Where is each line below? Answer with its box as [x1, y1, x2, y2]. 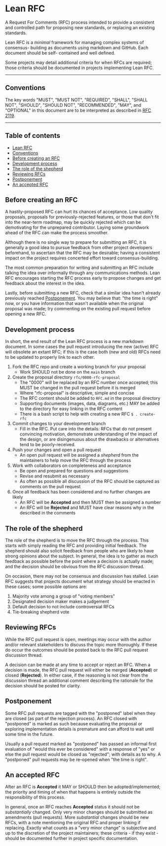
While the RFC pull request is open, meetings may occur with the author [5, 636, 152, 642]
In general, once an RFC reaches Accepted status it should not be [5, 804, 140, 810]
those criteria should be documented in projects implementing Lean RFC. [5, 65, 154, 71]
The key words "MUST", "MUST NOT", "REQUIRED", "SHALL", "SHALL [5, 97, 148, 103]
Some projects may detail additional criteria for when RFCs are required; [5, 59, 152, 65]
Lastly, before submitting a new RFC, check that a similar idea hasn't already [5, 290, 161, 296]
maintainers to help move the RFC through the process [19, 458, 131, 464]
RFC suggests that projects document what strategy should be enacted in [5, 579, 155, 584]
